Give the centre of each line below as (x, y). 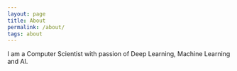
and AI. (18, 62)
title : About (27, 21)
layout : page (27, 14)
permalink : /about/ (36, 27)
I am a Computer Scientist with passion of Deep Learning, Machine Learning (119, 54)
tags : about (25, 34)
